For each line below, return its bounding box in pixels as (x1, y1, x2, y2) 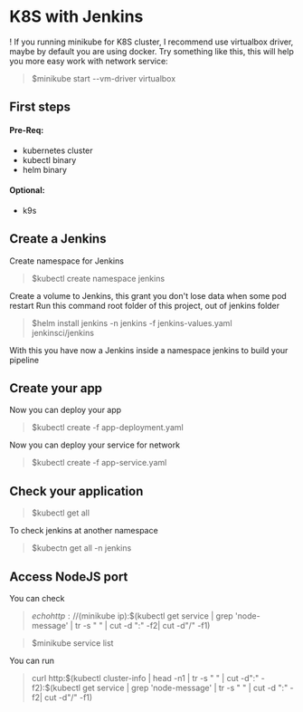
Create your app (9, 380, 102, 396)
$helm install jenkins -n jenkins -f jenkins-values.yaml (31, 317, 232, 328)
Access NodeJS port (9, 569, 128, 584)
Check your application (9, 483, 144, 499)
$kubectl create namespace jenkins (31, 273, 166, 284)
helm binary (22, 164, 68, 175)
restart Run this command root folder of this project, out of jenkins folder (9, 300, 280, 311)
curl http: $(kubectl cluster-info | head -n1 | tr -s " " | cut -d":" (31, 672, 260, 683)
